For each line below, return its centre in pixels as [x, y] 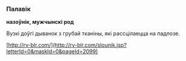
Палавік [19, 9]
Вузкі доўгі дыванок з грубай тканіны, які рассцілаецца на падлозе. [93, 33]
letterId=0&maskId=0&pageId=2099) [52, 51]
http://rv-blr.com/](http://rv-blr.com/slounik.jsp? [67, 45]
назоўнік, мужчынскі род [40, 22]
